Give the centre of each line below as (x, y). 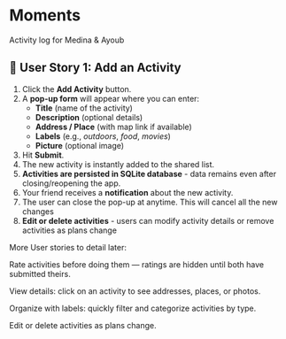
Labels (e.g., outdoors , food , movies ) (103, 136)
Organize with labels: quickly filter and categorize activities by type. (133, 308)
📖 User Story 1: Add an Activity (95, 68)
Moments (45, 15)
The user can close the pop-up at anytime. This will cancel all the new (150, 202)
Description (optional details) (89, 117)
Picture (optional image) (80, 145)
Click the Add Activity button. (77, 89)
